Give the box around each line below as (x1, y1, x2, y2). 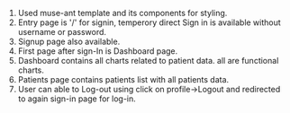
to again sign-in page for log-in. (17, 93, 137, 104)
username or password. (17, 27, 106, 37)
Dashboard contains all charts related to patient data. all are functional (17, 56, 279, 65)
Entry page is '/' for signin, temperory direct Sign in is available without (17, 17, 281, 28)
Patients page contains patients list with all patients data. (17, 74, 230, 84)
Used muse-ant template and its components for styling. (17, 8, 228, 18)
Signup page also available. (17, 36, 121, 47)
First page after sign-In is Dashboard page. (17, 46, 178, 56)
